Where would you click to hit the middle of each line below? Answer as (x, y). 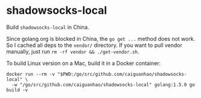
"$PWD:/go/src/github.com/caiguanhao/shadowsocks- (122, 74)
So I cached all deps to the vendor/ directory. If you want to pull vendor (94, 45)
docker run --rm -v (31, 74)
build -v (17, 90)
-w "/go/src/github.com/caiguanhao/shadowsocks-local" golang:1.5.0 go (104, 85)
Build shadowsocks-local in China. (48, 27)
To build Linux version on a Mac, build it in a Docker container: (84, 63)
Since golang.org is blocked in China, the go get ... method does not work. (101, 38)
